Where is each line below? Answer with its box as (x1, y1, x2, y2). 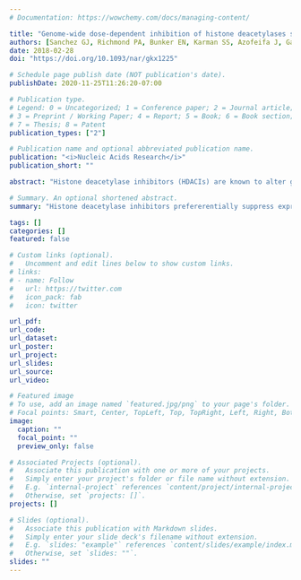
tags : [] (9, 218, 42, 227)
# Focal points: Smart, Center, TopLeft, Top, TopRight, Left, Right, (9, 409, 279, 418)
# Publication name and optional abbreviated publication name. (9, 144, 254, 153)
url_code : (9, 325, 47, 334)
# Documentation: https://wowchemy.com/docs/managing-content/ (9, 13, 251, 22)
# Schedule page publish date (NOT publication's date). (9, 71, 227, 80)
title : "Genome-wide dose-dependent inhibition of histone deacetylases (9, 29, 287, 39)
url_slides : (9, 359, 54, 368)
